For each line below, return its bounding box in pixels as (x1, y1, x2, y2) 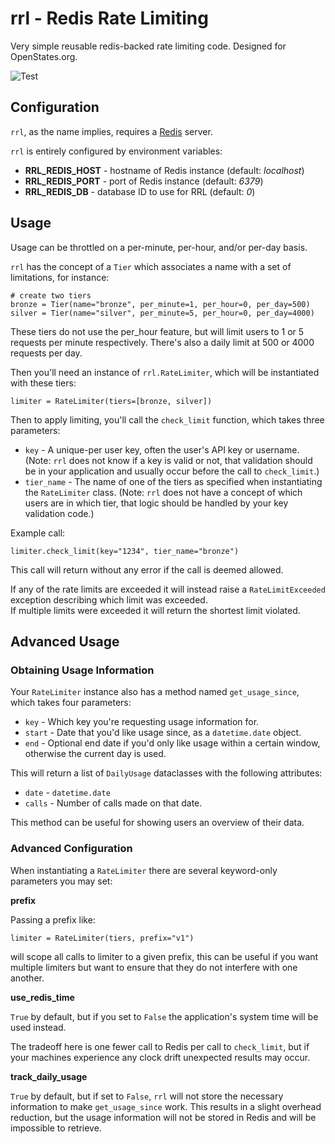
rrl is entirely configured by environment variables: (10, 145, 223, 157)
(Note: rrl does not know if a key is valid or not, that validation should (24, 454, 313, 466)
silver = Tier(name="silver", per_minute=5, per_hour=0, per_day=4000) (10, 308, 315, 318)
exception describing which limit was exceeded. (10, 593, 208, 606)
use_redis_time (10, 991, 75, 1003)
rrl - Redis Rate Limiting (10, 7, 209, 30)
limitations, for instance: (10, 271, 110, 283)
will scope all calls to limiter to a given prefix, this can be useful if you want (10, 950, 319, 962)
